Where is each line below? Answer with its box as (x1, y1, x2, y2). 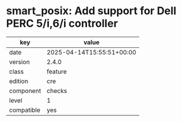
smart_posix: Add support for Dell (6, 4, 177, 18)
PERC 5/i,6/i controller (6, 17, 119, 30)
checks (46, 86, 67, 95)
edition (9, 77, 28, 85)
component (9, 86, 41, 95)
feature (46, 67, 67, 75)
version (9, 57, 30, 66)
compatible (9, 105, 40, 114)
